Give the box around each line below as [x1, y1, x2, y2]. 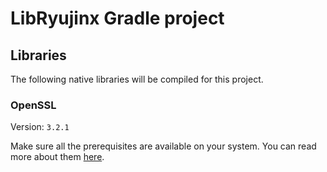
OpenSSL [10, 98, 57, 112]
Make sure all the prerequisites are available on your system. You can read [10, 140, 317, 152]
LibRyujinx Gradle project [10, 7, 225, 30]
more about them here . [10, 151, 105, 163]
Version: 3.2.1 [10, 121, 70, 133]
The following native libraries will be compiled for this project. [10, 73, 264, 85]
